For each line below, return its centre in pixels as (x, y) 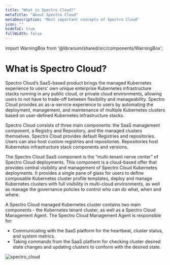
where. (13, 195)
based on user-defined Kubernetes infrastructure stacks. (65, 115)
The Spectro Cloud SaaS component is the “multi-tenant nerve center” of (82, 156)
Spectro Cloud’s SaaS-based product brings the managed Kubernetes (78, 83)
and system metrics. (34, 236)
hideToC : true (20, 29)
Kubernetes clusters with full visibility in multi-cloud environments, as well (83, 183)
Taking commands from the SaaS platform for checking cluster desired (87, 241)
